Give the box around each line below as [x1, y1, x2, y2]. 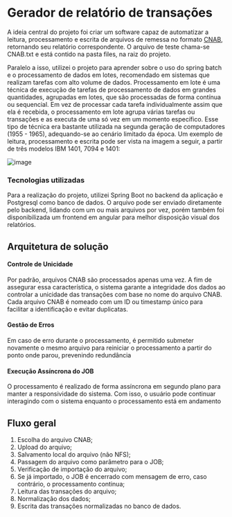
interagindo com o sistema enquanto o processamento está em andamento [7, 397, 222, 405]
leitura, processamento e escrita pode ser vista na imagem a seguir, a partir [7, 137, 223, 145]
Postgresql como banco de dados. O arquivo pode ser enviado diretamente [7, 198, 222, 207]
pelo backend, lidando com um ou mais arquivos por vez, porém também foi [7, 206, 224, 214]
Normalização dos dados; [17, 495, 91, 503]
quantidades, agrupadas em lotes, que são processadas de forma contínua [7, 92, 222, 101]
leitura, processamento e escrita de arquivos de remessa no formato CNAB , [7, 35, 223, 43]
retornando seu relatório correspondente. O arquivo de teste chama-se [7, 42, 210, 51]
